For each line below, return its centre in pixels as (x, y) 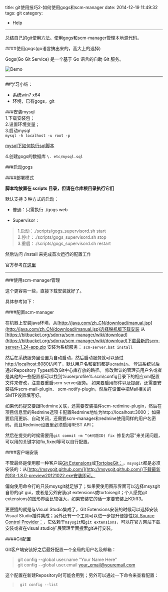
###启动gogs (19, 167)
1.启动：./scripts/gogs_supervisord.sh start (61, 231)
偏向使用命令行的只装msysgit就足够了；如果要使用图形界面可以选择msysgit (82, 486)
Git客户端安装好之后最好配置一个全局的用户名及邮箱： (61, 549)
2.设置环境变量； (22, 124)
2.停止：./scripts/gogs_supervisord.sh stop (62, 237)
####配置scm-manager (29, 312)
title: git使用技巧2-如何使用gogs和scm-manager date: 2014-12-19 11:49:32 (81, 7)
